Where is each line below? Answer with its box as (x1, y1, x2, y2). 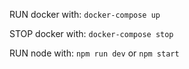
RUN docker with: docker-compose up (9, 9, 161, 20)
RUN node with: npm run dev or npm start (9, 47, 180, 59)
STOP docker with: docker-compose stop (9, 28, 174, 39)
